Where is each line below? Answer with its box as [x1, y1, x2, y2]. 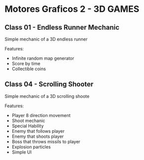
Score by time [11, 61, 41, 66]
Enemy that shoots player [11, 133, 64, 139]
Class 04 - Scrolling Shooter [4, 80, 94, 88]
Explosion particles [11, 144, 51, 150]
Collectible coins [11, 66, 46, 72]
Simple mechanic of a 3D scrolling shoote [4, 93, 90, 99]
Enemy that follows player [11, 128, 65, 134]
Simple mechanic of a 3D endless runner [4, 36, 88, 42]
